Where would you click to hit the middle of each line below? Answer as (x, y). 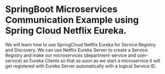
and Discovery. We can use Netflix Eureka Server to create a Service (76, 50)
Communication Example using (72, 20)
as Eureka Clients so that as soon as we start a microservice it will (92, 60)
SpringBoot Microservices (61, 9)
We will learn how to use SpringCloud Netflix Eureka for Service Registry (80, 44)
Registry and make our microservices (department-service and (71, 55)
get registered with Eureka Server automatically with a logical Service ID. (81, 66)
